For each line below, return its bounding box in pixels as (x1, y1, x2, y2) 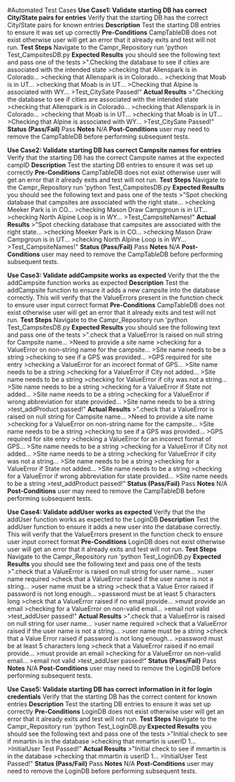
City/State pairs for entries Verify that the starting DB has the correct (7, 13, 208, 22)
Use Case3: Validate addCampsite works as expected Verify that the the (7, 271, 220, 279)
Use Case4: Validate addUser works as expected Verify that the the (7, 508, 206, 516)
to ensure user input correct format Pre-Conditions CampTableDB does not (7, 301, 225, 309)
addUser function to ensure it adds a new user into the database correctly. (7, 523, 222, 531)
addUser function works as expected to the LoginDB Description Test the (7, 515, 220, 524)
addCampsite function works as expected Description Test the (7, 279, 189, 286)
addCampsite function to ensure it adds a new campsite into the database (7, 286, 220, 294)
